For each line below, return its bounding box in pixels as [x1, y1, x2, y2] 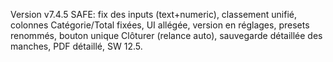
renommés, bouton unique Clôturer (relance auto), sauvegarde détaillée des [10, 30, 323, 41]
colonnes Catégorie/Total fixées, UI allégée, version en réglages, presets [10, 19, 310, 31]
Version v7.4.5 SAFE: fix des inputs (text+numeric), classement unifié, [10, 9, 297, 20]
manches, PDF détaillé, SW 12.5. [10, 40, 143, 52]
